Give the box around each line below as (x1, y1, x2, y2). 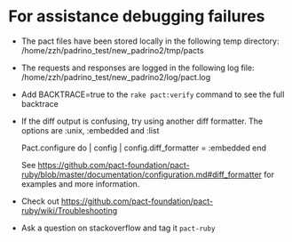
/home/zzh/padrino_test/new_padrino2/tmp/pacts (20, 44, 204, 55)
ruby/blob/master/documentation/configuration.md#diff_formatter (20, 169, 263, 180)
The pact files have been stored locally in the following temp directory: (20, 36, 280, 46)
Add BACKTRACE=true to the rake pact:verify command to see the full (20, 89, 285, 100)
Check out (20, 196, 59, 206)
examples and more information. (20, 178, 140, 189)
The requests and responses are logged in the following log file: (20, 62, 255, 73)
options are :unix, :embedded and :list (20, 125, 160, 135)
